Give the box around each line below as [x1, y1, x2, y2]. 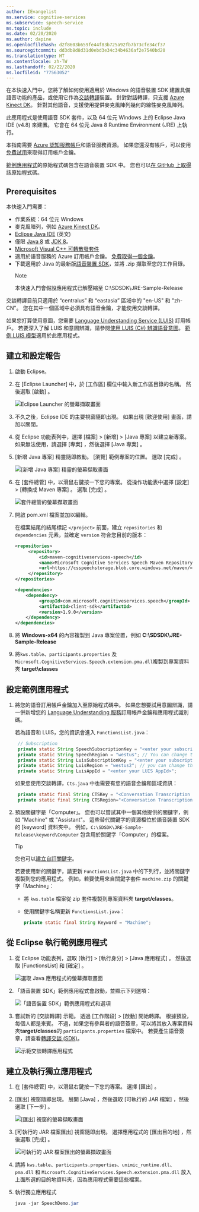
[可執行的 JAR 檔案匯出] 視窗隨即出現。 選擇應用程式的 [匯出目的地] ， [14, 1128, 187, 1135]
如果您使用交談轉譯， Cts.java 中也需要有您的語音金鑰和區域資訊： [14, 779, 178, 787]
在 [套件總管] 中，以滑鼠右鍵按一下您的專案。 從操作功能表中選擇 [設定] [14, 478, 190, 485]
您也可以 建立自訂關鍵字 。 [14, 855, 78, 862]
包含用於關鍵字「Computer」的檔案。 [79, 831, 172, 838]
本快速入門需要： [6, 203, 48, 210]
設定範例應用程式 [6, 684, 69, 695]
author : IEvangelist [6, 8, 57, 15]
